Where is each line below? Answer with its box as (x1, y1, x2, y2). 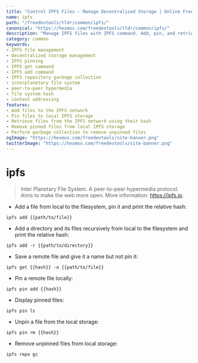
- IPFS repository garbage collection (6, 74, 101, 80)
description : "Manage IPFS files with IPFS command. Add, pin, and (6, 31, 176, 37)
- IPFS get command (6, 63, 54, 70)
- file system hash (6, 91, 54, 97)
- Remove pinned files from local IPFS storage (6, 124, 126, 130)
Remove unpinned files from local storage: (14, 340, 118, 347)
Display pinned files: (14, 296, 64, 303)
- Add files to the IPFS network (6, 107, 88, 113)
